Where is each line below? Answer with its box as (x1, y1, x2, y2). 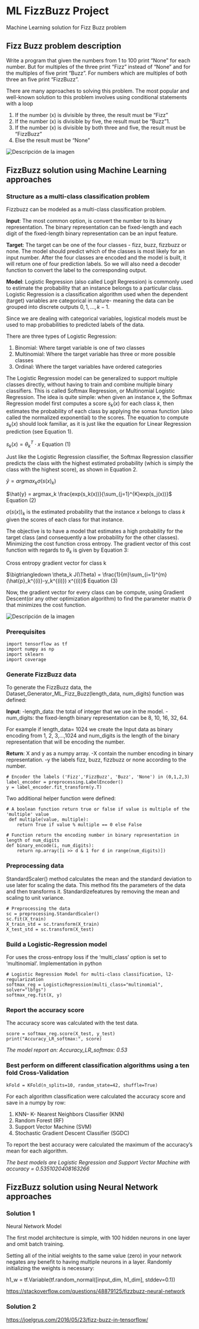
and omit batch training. (6, 1241, 65, 1248)
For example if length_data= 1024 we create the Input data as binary (6, 726, 173, 733)
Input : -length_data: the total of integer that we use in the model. (6, 708, 165, 715)
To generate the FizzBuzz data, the (6, 684, 92, 691)
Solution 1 (6, 1209, 35, 1217)
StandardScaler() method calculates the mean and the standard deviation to (6, 875, 192, 882)
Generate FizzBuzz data (6, 670, 77, 679)
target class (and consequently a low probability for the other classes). (6, 534, 179, 541)
